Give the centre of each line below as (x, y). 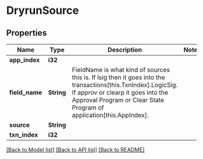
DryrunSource (43, 11)
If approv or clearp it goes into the (120, 92)
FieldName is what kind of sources (121, 70)
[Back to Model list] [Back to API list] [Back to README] (76, 150)
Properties (27, 33)
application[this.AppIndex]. (110, 115)
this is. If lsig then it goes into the (118, 77)
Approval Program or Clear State (118, 100)
